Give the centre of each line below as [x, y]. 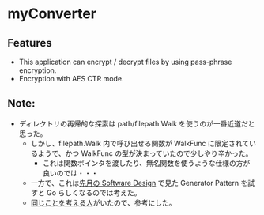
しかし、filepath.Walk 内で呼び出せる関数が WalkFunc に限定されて [140, 143]
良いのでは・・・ [70, 173]
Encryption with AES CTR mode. [71, 79]
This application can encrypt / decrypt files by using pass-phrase [125, 62]
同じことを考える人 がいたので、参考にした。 [103, 202]
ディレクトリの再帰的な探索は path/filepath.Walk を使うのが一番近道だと [137, 123]
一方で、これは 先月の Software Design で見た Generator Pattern [135, 183]
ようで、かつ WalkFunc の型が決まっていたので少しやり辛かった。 [145, 153]
